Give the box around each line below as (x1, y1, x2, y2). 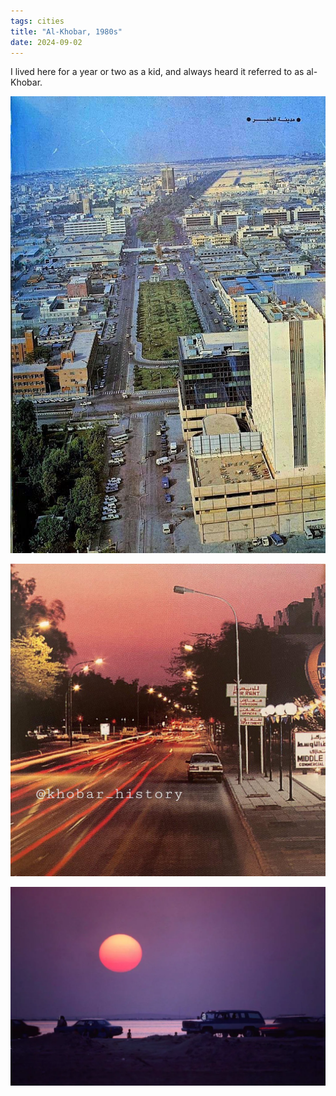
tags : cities (10, 16, 65, 26)
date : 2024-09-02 (10, 37, 83, 47)
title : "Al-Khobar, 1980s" (10, 26, 123, 37)
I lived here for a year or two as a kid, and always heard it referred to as (10, 66, 305, 78)
